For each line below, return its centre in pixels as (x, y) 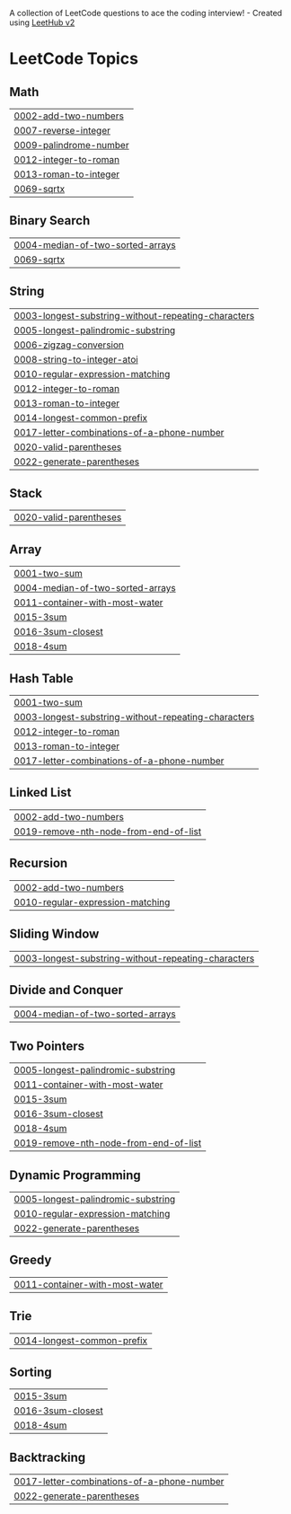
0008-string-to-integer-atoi (76, 359)
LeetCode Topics (74, 59)
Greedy (31, 1260)
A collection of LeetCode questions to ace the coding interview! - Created (146, 13)
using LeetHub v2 (42, 22)
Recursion (39, 863)
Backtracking (48, 1457)
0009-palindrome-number (71, 145)
